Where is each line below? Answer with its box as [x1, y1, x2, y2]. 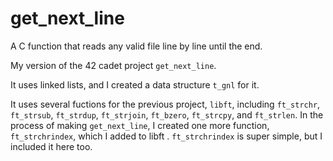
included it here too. [10, 140, 93, 152]
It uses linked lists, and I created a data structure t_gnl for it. [10, 78, 260, 91]
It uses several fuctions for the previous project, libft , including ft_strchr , [10, 98, 321, 110]
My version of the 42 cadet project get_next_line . [10, 59, 217, 71]
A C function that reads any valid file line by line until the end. [10, 40, 263, 52]
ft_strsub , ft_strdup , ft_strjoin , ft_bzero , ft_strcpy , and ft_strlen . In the [10, 108, 324, 121]
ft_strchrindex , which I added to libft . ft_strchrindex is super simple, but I [10, 130, 323, 142]
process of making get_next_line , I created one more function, [10, 119, 270, 131]
